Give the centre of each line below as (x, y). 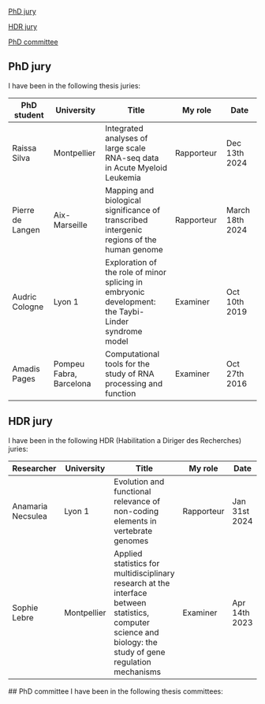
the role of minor (136, 272)
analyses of (127, 138)
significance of (132, 210)
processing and (134, 383)
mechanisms (138, 672)
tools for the (127, 363)
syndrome (124, 331)
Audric (24, 296)
